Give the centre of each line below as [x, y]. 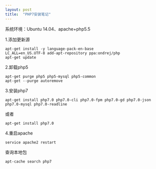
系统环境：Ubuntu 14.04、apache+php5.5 [48, 29]
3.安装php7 [17, 90]
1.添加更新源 [18, 39]
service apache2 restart [31, 142]
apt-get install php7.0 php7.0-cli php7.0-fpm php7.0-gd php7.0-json [78, 100]
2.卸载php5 [17, 67]
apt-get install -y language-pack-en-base [49, 49]
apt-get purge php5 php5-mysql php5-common [51, 76]
